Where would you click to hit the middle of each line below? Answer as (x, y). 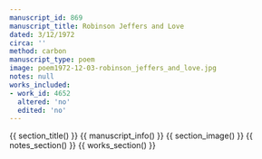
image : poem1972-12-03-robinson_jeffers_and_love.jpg (113, 69)
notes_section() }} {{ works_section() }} (82, 145)
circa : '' (28, 43)
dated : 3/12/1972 (42, 34)
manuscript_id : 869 (46, 18)
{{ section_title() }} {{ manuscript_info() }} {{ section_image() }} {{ (131, 136)
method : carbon (38, 51)
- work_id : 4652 (40, 93)
